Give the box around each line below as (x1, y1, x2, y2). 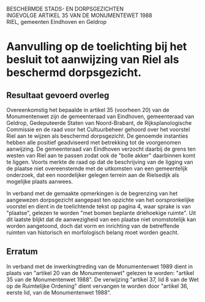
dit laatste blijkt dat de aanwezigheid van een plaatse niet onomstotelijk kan (6, 216, 196, 223)
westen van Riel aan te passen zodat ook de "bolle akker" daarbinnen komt (6, 152, 196, 159)
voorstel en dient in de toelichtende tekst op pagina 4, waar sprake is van (6, 203, 192, 210)
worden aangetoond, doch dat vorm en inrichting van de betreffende (6, 222, 179, 229)
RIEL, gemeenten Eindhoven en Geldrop (6, 18, 107, 25)
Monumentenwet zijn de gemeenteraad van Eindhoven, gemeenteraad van (6, 113, 195, 120)
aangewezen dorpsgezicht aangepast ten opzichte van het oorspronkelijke (6, 196, 195, 203)
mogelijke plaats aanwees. (6, 178, 73, 185)
